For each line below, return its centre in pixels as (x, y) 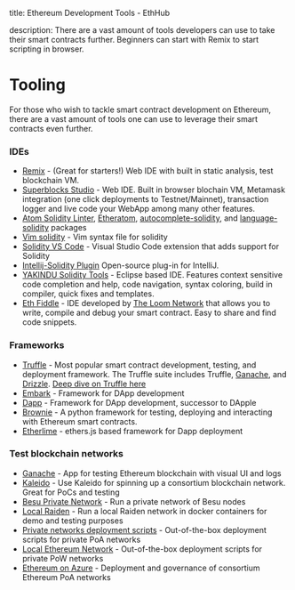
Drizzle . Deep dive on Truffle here (84, 384)
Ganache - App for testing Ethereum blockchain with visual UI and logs (151, 473)
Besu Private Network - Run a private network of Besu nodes (134, 501)
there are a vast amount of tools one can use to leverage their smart (134, 118)
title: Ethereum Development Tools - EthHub (90, 13)
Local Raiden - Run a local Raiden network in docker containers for (144, 511)
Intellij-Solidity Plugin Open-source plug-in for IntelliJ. (120, 265)
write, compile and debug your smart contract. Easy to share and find (149, 313)
